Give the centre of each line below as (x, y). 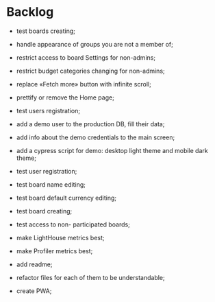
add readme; (34, 264)
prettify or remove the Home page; (65, 97)
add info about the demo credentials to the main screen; (96, 137)
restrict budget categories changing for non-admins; (90, 71)
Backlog (30, 12)
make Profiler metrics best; (54, 251)
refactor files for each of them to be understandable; (90, 277)
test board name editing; (51, 184)
